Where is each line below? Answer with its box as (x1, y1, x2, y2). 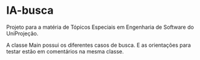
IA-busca (6, 4, 54, 17)
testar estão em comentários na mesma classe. (6, 47, 124, 55)
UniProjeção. (6, 29, 39, 37)
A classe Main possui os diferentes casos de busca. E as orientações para (6, 41, 192, 49)
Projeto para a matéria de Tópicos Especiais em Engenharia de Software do (6, 23, 195, 31)
